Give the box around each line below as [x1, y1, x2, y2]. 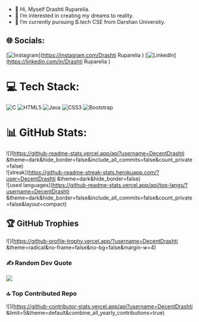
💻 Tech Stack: [6, 80, 80, 93]
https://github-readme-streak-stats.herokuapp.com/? [29, 168, 160, 176]
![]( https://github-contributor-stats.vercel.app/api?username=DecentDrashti [6, 303, 193, 310]
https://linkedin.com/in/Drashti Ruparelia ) [8, 57, 111, 65]
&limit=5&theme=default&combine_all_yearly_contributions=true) [6, 309, 165, 317]
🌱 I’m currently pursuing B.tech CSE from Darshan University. [14, 19, 166, 25]
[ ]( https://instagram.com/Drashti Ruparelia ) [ [6, 51, 148, 59]
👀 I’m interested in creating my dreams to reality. [14, 12, 134, 19]
